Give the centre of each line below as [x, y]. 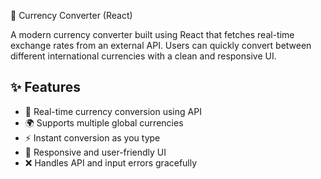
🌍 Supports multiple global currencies [104, 122]
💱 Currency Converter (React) [71, 15]
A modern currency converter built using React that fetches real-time [152, 34]
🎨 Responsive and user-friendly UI [95, 152]
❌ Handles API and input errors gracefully [111, 162]
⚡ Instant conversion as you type [92, 137]
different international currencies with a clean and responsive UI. [143, 56]
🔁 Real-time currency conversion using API [113, 111]
